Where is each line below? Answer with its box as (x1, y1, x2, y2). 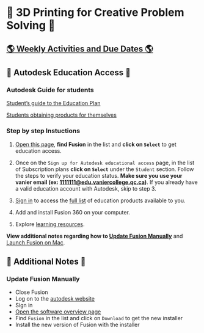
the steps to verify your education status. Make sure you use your (15, 172, 183, 179)
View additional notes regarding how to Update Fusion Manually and (6, 232, 183, 240)
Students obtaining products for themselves (6, 111, 117, 119)
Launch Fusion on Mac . (6, 238, 65, 246)
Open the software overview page (15, 308, 101, 315)
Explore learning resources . (15, 220, 85, 228)
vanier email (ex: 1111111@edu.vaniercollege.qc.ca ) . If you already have (15, 178, 198, 186)
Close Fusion (15, 288, 48, 296)
